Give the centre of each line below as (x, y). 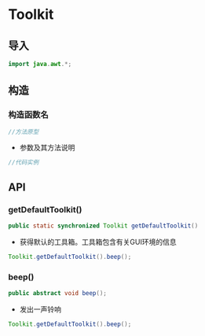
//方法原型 (24, 131)
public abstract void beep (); (58, 294)
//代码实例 (24, 163)
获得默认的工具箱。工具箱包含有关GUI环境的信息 (98, 242)
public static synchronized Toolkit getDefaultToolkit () (103, 226)
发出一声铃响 (40, 309)
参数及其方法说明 (47, 148)
